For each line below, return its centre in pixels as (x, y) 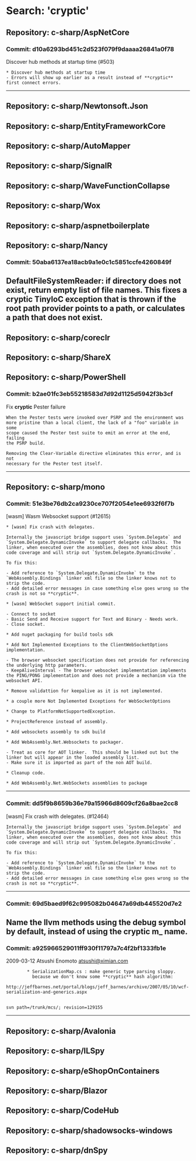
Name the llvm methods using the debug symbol (96, 922)
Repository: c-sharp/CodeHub (62, 1111)
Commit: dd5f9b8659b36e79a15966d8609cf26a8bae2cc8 (92, 803)
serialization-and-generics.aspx (47, 992)
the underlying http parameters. (47, 666)
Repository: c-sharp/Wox (53, 206)
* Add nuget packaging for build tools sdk (60, 635)
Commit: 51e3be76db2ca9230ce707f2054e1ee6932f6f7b (90, 504)
